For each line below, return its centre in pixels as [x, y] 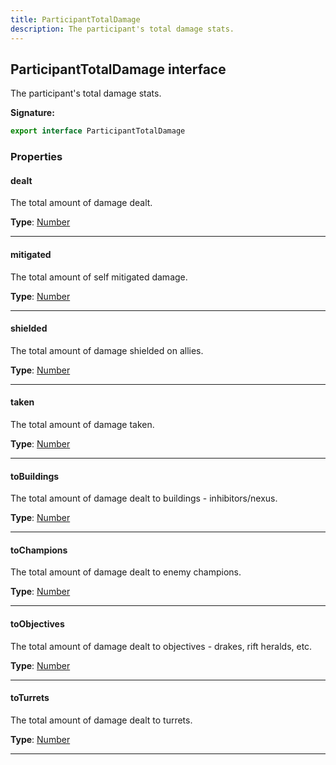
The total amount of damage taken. [82, 424]
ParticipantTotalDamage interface [118, 69]
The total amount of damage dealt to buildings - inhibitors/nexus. [144, 498]
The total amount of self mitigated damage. [99, 277]
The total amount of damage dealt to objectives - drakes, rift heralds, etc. [161, 646]
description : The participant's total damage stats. [122, 29]
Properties [36, 157]
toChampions [39, 550]
